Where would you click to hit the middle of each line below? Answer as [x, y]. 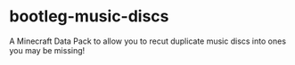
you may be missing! [47, 50]
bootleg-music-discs [89, 16]
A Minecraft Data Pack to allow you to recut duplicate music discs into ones [148, 41]
